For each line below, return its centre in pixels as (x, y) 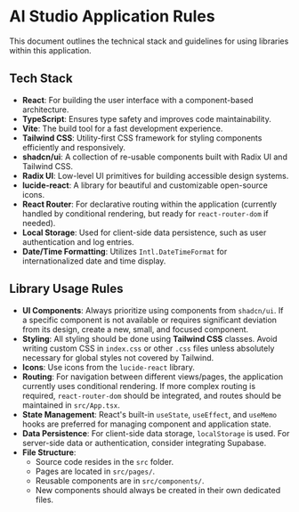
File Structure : (49, 452)
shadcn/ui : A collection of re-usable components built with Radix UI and (154, 157)
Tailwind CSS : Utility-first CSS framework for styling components (142, 138)
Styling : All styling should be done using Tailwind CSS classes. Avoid (149, 338)
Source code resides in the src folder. (105, 461)
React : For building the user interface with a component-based (137, 100)
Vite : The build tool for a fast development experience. (122, 128)
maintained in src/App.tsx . (71, 405)
